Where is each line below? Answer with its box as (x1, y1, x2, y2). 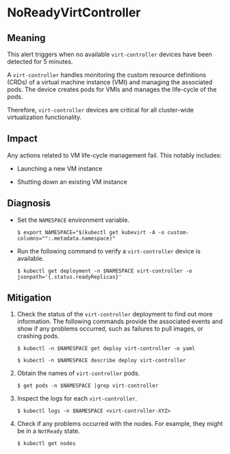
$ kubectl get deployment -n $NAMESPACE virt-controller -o (16, 267, 192, 275)
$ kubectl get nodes (16, 440, 76, 447)
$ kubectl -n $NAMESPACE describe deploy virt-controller (16, 357, 186, 364)
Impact (7, 133, 38, 144)
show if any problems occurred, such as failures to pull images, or (16, 325, 203, 333)
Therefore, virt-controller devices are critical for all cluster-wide (7, 106, 194, 114)
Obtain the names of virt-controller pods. (16, 369, 140, 377)
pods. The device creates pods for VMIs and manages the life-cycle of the (7, 86, 217, 93)
